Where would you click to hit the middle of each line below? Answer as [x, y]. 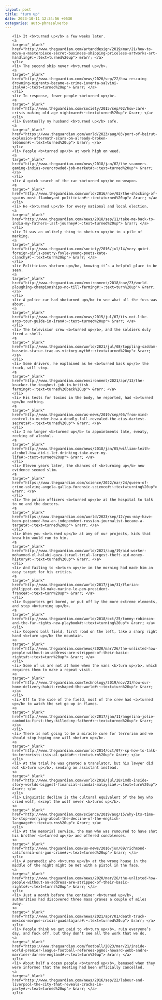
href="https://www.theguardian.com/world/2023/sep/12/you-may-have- [82, 517]
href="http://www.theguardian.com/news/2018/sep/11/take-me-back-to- [84, 219]
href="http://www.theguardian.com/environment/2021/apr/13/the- [78, 381]
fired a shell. [27, 334]
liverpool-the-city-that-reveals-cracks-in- [58, 984]
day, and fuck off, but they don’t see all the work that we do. [79, 933]
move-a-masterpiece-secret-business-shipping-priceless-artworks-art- [85, 53]
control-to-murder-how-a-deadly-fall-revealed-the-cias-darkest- [79, 419]
